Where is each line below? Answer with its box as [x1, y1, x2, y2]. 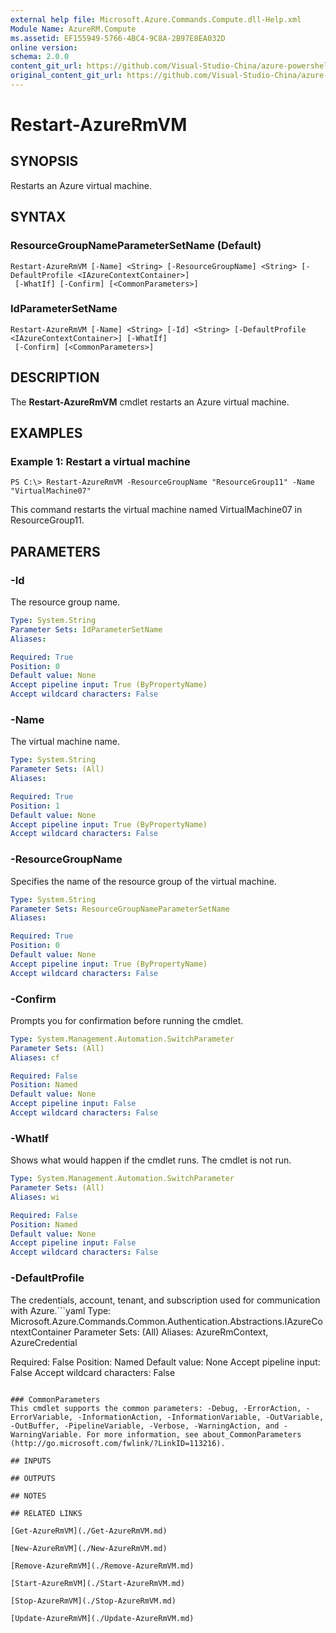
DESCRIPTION [10, 369, 100, 386]
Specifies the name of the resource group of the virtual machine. [10, 875, 277, 887]
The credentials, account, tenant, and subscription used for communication [10, 1294, 321, 1306]
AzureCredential [10, 1336, 78, 1348]
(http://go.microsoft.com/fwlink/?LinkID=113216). [10, 1438, 226, 1448]
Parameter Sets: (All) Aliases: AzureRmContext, [73, 1326, 269, 1338]
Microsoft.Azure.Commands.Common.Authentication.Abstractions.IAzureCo [10, 1315, 323, 1327]
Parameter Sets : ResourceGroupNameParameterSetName [10, 904, 230, 914]
